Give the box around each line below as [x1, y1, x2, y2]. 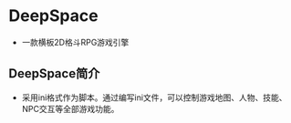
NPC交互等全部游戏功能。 [21, 103, 120, 114]
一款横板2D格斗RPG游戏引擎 [21, 36, 130, 47]
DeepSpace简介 [8, 66, 100, 82]
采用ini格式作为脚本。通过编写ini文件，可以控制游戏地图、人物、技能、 [21, 92, 287, 103]
